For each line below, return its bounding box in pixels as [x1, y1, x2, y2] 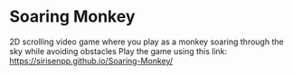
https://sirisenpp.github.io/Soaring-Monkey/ [9, 55, 174, 66]
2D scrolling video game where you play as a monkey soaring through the [9, 36, 284, 47]
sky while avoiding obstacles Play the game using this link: [9, 45, 228, 56]
